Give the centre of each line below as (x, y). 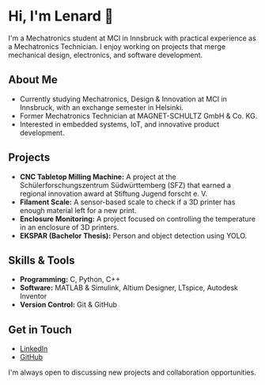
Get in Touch (40, 329)
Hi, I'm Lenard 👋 (61, 16)
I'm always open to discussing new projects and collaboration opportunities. (132, 372)
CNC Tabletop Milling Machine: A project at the (98, 177)
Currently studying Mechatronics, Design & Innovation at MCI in (123, 99)
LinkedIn (34, 349)
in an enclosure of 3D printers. (69, 227)
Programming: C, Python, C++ (70, 280)
